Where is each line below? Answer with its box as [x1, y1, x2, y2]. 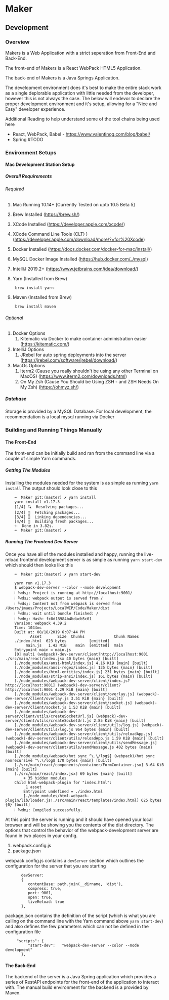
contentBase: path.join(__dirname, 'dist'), [27, 882, 123, 887]
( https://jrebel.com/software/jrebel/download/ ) [20, 357, 118, 363]
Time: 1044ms [14, 625, 42, 630]
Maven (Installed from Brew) [12, 294, 72, 300]
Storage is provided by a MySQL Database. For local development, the [5, 408, 152, 415]
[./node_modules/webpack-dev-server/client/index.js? [14, 678, 130, 683]
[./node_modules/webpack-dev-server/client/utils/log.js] [14, 723, 139, 728]
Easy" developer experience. [5, 106, 66, 112]
